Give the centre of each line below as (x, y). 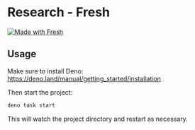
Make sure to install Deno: (45, 71)
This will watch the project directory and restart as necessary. (97, 119)
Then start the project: (40, 92)
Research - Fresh (58, 12)
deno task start (31, 105)
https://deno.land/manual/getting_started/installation (84, 78)
